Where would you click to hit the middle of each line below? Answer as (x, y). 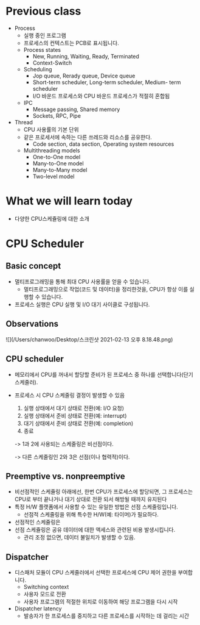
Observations (32, 324)
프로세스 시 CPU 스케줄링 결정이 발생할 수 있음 (70, 395)
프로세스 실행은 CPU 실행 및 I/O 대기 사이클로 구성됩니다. (82, 304)
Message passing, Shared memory (76, 109)
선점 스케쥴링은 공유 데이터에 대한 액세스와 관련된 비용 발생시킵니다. (95, 530)
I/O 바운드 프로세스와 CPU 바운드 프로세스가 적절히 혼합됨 (101, 96)
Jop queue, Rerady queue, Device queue (84, 76)
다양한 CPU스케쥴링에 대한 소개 (52, 218)
